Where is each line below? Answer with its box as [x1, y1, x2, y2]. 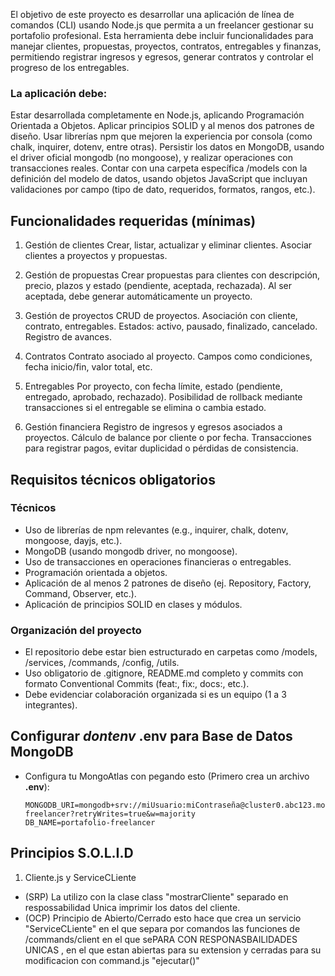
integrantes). [24, 699, 78, 711]
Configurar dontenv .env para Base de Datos [10, 728, 293, 745]
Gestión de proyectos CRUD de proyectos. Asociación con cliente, [24, 310, 298, 322]
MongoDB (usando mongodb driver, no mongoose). [24, 545, 238, 557]
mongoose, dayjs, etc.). [24, 534, 123, 546]
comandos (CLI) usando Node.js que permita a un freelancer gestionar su [10, 19, 314, 31]
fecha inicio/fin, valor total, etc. [24, 361, 153, 373]
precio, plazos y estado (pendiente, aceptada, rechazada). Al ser [24, 280, 293, 292]
